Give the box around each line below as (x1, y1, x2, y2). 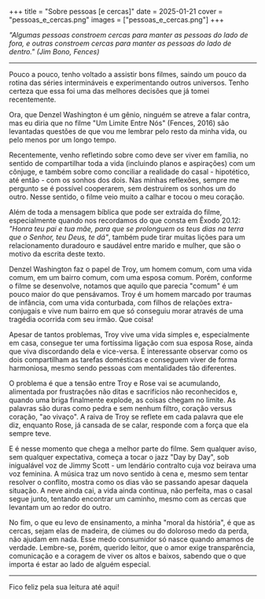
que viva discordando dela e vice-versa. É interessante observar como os (9, 346, 248, 356)
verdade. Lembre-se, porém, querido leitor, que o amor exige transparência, (9, 543, 256, 552)
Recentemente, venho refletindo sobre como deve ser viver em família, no (9, 150, 248, 160)
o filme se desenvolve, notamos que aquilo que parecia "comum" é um (9, 281, 239, 290)
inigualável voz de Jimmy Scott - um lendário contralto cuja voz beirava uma (9, 460, 256, 470)
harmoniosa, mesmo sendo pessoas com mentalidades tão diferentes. (9, 364, 237, 372)
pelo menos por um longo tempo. (9, 135, 117, 144)
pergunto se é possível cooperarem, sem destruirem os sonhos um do (9, 184, 237, 193)
